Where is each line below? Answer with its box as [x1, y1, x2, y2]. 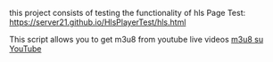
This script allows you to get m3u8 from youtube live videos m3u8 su [9, 35, 264, 44]
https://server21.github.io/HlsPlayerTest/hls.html [9, 17, 186, 27]
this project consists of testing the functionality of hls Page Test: [9, 8, 246, 18]
